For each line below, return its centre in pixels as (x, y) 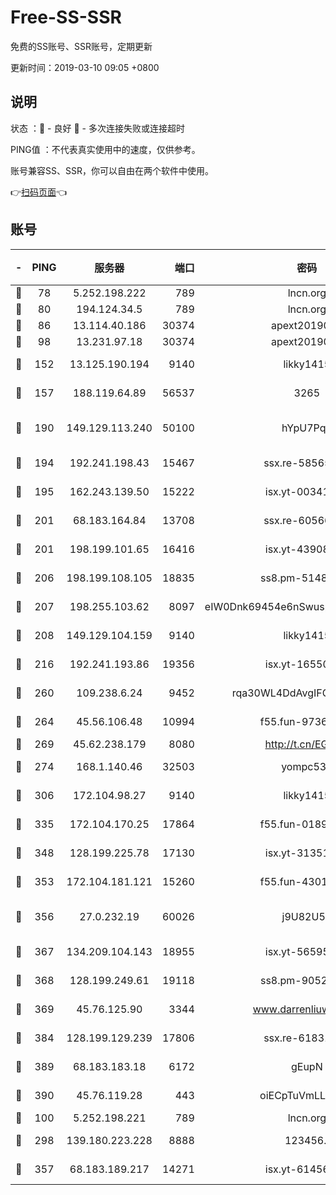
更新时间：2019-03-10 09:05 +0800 (85, 67)
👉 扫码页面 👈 (39, 192)
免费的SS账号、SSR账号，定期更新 (81, 46)
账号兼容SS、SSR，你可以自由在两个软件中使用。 (112, 170)
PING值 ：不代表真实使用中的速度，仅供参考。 (105, 149)
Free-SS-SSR (66, 17)
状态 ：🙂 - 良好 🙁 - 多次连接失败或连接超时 (97, 128)
